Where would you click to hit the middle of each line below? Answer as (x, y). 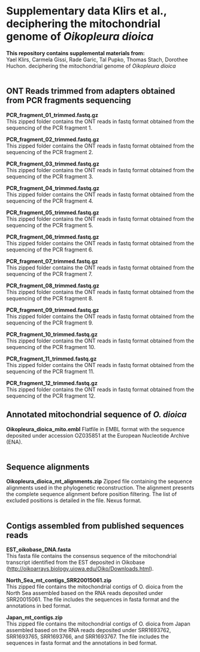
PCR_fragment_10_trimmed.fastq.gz (52, 334)
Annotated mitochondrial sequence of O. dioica (96, 415)
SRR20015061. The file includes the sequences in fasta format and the (93, 600)
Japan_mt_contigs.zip (34, 618)
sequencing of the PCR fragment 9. (50, 323)
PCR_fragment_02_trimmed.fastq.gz (53, 139)
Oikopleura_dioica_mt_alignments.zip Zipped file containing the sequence (99, 482)
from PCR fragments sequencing (69, 100)
